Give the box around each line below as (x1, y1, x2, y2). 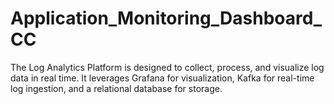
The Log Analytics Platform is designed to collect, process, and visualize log (10, 61, 325, 73)
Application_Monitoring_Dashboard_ (10, 7, 323, 30)
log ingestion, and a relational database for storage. (10, 82, 223, 94)
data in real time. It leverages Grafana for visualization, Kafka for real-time (10, 72, 315, 84)
